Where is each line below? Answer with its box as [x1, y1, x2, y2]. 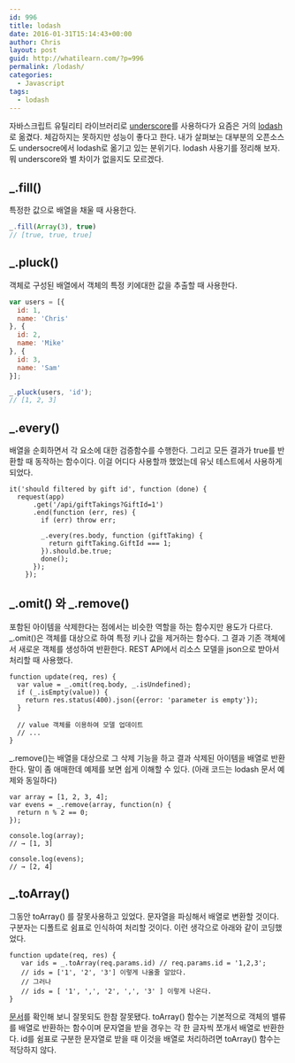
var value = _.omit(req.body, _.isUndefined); [17, 679, 192, 689]
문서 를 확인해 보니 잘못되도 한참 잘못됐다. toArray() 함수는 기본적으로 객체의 [9, 1011, 270, 1021]
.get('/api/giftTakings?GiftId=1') [32, 500, 164, 509]
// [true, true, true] [9, 231, 93, 240]
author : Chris [9, 37, 62, 47]
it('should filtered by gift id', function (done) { [9, 485, 208, 494]
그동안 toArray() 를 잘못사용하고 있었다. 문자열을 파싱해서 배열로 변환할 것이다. [9, 911, 280, 921]
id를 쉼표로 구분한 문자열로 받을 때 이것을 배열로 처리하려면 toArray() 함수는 [20, 1033, 281, 1044]
